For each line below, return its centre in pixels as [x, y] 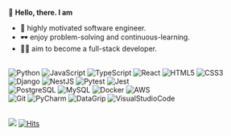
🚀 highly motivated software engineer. [83, 28]
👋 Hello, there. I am [41, 12]
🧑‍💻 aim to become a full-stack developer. [88, 49]
